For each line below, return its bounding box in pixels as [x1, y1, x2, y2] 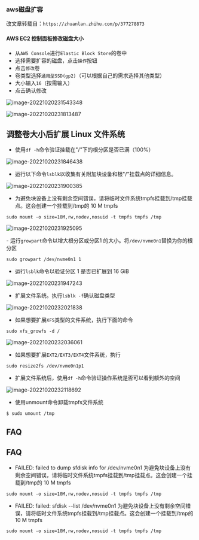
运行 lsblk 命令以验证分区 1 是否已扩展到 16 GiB [14, 268, 130, 275]
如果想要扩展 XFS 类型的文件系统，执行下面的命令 [14, 316, 133, 324]
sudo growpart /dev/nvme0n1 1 [6, 256, 82, 263]
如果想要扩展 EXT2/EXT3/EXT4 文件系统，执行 [14, 351, 121, 359]
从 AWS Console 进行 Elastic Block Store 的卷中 [14, 49, 127, 56]
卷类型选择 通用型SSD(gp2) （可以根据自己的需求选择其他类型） [14, 72, 166, 79]
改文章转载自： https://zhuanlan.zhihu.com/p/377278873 [6, 20, 145, 28]
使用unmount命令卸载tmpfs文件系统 [14, 399, 103, 406]
